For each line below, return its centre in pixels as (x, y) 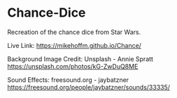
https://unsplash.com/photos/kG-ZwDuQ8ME (73, 66)
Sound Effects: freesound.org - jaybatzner (68, 80)
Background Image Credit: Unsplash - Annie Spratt (80, 59)
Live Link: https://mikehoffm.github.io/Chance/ (75, 45)
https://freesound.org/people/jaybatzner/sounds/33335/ (88, 87)
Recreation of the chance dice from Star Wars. (74, 32)
